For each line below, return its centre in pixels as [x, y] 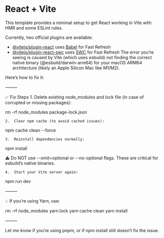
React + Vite [31, 9]
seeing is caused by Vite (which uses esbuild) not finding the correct [82, 57]
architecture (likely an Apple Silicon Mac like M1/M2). [66, 68]
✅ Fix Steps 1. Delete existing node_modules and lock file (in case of [75, 97]
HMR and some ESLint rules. [34, 28]
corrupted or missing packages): [38, 102]
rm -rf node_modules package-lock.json [46, 112]
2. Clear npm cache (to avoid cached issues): [55, 121]
